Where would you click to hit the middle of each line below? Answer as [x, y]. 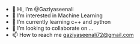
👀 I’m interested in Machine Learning [57, 15]
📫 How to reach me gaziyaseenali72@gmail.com [73, 35]
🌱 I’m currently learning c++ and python [61, 22]
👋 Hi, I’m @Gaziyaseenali [43, 9]
